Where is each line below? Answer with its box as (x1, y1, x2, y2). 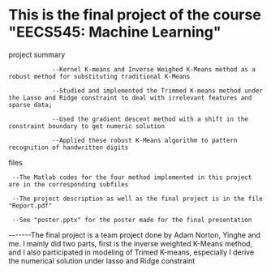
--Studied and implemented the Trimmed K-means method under (51, 87, 264, 95)
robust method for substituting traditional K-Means (8, 72, 191, 80)
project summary (8, 49, 66, 59)
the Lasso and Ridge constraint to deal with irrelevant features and (8, 93, 252, 102)
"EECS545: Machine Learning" (8, 23, 222, 41)
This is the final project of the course (8, 6, 261, 24)
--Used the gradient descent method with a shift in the (51, 115, 249, 123)
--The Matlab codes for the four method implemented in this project (11, 173, 252, 182)
